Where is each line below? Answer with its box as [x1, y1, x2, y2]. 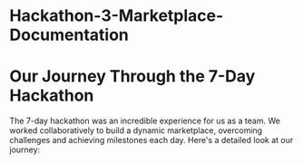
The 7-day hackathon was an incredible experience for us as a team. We [9, 115, 281, 127]
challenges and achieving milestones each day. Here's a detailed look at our [9, 135, 294, 146]
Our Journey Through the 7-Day [9, 66, 256, 87]
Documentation [9, 24, 130, 45]
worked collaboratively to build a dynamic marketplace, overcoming [9, 125, 263, 136]
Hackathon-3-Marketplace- [9, 5, 224, 26]
